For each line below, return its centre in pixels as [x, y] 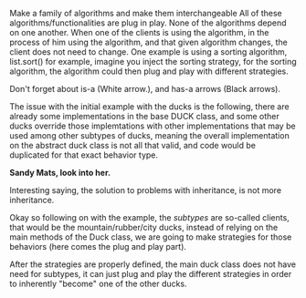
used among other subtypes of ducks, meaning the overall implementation [149, 135]
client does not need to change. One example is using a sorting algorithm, [148, 52]
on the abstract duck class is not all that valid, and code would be [132, 145]
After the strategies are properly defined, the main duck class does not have [153, 264]
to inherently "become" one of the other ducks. [98, 283]
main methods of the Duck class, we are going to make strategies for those [151, 237]
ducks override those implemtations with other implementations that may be [153, 126]
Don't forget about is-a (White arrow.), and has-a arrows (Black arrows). [145, 89]
